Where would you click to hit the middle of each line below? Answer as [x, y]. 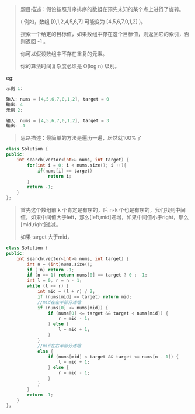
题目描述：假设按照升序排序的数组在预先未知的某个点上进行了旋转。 [102, 9]
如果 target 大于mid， [46, 237]
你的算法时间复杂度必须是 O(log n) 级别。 [70, 66]
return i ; [60, 176]
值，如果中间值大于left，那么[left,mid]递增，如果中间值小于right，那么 [105, 217]
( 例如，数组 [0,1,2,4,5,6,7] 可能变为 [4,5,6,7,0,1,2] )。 [83, 22]
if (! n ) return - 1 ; [51, 270]
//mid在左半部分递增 [59, 302]
